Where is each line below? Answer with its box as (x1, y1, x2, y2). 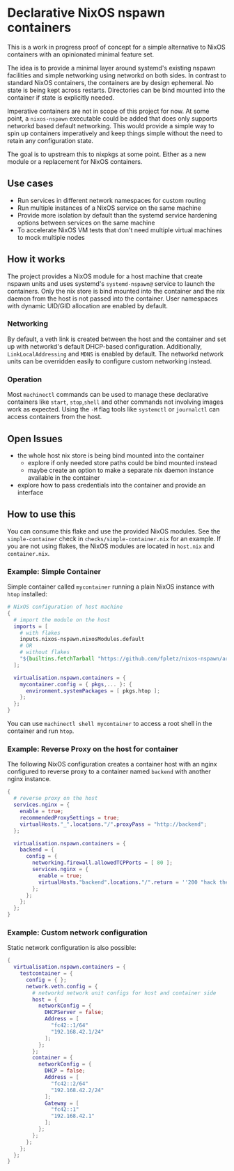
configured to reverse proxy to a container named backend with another (7, 767, 211, 776)
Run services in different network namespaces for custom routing (17, 196, 206, 204)
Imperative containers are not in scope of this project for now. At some (7, 107, 210, 115)
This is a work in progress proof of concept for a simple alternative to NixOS (7, 43, 226, 51)
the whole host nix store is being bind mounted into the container (17, 451, 204, 460)
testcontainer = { (19, 970, 73, 977)
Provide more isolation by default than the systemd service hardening (17, 211, 217, 219)
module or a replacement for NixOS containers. (7, 157, 143, 165)
